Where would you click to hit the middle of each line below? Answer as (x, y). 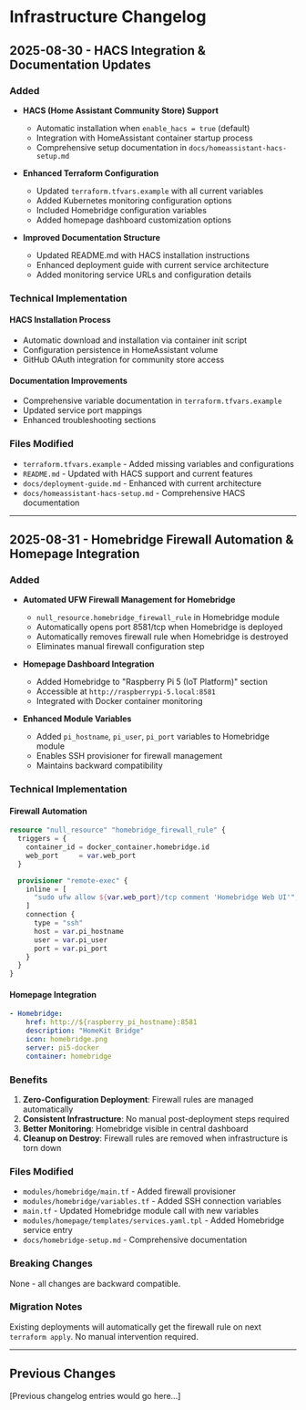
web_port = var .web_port (81, 855)
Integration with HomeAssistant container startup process (144, 138)
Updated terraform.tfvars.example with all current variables (150, 191)
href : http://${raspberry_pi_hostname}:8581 (112, 1022)
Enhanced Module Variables (77, 719)
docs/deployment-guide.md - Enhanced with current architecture (142, 483)
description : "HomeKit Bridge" (85, 1031)
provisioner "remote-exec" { (73, 881)
